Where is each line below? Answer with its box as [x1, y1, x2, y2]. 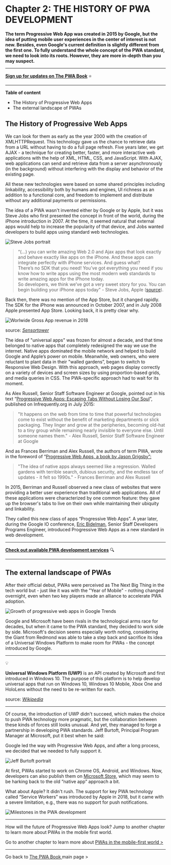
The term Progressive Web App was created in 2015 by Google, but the [5, 31, 158, 37]
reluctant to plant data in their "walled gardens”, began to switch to [5, 358, 146, 365]
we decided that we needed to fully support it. [5, 748, 102, 754]
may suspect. [5, 58, 35, 64]
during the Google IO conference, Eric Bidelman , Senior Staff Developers [5, 521, 158, 527]
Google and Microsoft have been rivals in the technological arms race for [5, 618, 159, 624]
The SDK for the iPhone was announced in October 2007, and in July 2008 [5, 302, 162, 308]
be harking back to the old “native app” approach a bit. [5, 778, 121, 784]
